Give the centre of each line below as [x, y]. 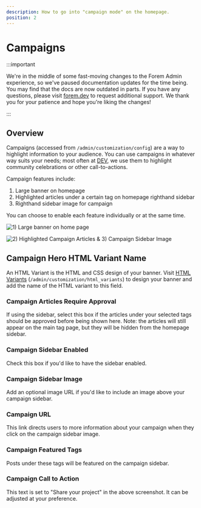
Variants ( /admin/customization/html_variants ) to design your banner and [99, 279]
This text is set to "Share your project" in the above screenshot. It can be [97, 492]
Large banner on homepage [50, 191]
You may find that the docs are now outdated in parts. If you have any [94, 89]
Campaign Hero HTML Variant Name [77, 258]
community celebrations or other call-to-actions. [67, 167]
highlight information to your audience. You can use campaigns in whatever [101, 154]
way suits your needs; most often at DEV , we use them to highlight [89, 161]
